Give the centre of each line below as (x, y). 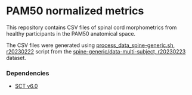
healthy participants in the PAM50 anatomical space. (71, 33)
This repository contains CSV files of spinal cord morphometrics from (92, 27)
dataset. (16, 58)
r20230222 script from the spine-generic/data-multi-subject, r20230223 (96, 51)
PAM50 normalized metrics (75, 11)
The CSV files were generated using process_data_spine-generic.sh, (91, 45)
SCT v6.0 (26, 86)
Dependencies (28, 73)
